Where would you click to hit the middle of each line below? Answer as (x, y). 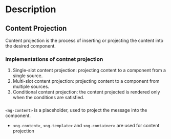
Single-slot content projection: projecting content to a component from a (89, 71)
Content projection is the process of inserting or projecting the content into (84, 40)
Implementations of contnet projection (54, 59)
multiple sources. (31, 87)
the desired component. (31, 46)
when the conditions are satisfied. (48, 98)
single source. (28, 76)
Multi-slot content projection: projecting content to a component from (86, 81)
